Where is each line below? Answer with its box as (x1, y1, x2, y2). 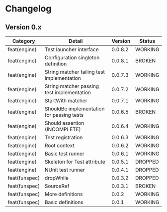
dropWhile (44, 175, 69, 181)
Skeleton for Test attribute (44, 158, 105, 165)
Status (139, 38, 156, 44)
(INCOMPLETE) (44, 126, 81, 133)
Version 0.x (5, 23, 42, 31)
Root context (44, 142, 75, 149)
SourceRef (44, 183, 70, 190)
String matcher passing (44, 83, 99, 90)
